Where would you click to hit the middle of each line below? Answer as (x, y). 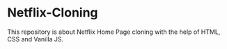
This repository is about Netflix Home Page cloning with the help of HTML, (114, 32)
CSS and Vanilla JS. (36, 39)
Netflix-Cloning (53, 13)
